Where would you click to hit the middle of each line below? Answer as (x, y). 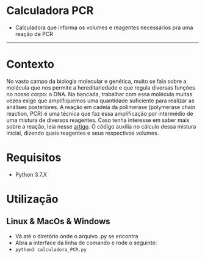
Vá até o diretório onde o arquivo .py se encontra (77, 236)
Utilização (32, 199)
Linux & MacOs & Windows (59, 222)
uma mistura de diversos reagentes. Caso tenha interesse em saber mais (98, 120)
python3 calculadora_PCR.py (51, 250)
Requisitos (34, 158)
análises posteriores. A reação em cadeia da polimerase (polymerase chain (101, 107)
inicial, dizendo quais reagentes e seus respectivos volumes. (83, 133)
